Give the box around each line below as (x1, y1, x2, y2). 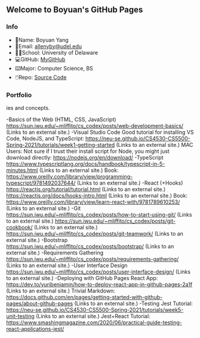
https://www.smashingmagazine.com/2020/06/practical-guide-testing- (6, 319, 182, 326)
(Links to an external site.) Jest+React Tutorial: (35, 312, 150, 319)
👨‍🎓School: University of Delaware (14, 49, 99, 56)
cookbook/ (6, 223, 33, 231)
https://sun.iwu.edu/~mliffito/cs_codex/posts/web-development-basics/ (6, 122, 184, 129)
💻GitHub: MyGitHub (14, 56, 66, 63)
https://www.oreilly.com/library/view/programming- (6, 173, 133, 180)
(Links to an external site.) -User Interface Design (6, 262, 128, 269)
